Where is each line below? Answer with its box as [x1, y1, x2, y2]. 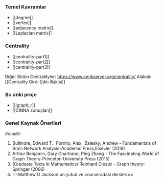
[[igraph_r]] [12, 102, 36, 108]
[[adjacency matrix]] [12, 25, 54, 31]
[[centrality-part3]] [12, 64, 50, 70]
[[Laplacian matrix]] [12, 30, 52, 36]
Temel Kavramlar [5, 3, 47, 10]
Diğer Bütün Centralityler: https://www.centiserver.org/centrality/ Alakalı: [5, 74, 152, 79]
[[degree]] [12, 15, 33, 21]
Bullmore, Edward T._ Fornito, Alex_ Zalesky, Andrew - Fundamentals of [12, 140, 157, 146]
